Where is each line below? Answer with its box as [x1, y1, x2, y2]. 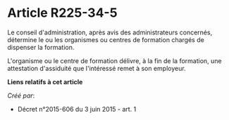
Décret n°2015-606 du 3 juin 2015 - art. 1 [17, 105, 137, 113]
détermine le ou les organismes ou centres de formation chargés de [7, 35, 204, 44]
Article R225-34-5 [7, 5, 118, 21]
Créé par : [7, 91, 35, 100]
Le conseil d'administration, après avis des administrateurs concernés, [7, 28, 213, 36]
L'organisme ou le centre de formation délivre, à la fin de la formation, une [7, 56, 222, 65]
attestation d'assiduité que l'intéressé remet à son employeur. [7, 64, 186, 72]
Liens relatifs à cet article [7, 77, 83, 86]
